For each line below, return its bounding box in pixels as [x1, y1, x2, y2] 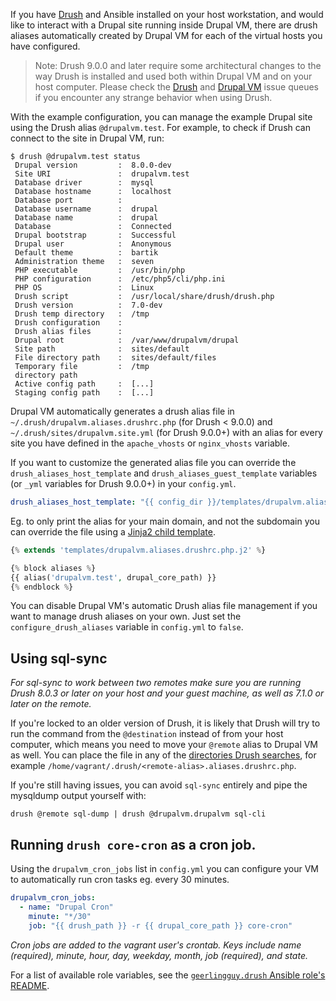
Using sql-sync [10, 650, 108, 667]
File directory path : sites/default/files [14, 353, 217, 363]
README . [10, 979, 50, 991]
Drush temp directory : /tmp [14, 309, 150, 319]
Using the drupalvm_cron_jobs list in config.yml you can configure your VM [10, 863, 320, 874]
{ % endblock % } [10, 582, 74, 592]
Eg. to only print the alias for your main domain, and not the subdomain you [10, 515, 320, 527]
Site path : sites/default [14, 344, 190, 354]
